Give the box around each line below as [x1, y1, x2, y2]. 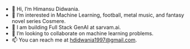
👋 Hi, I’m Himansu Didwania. [11, 6, 80, 12]
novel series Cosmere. [11, 18, 66, 24]
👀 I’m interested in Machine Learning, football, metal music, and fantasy [11, 12, 184, 18]
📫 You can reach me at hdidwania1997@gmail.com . [11, 36, 137, 43]
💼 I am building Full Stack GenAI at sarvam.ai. [11, 24, 121, 31]
